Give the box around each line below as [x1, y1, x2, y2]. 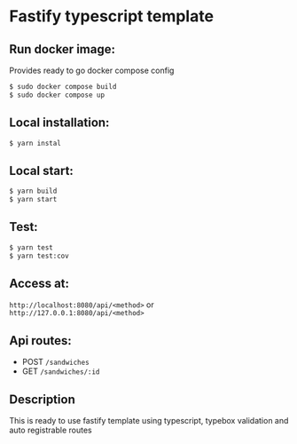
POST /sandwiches [21, 357, 90, 368]
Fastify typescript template [9, 6, 215, 27]
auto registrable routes [9, 424, 92, 435]
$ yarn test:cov [9, 251, 69, 260]
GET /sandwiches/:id [21, 366, 100, 377]
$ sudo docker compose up [9, 91, 105, 99]
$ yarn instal [9, 139, 62, 147]
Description [9, 392, 75, 407]
